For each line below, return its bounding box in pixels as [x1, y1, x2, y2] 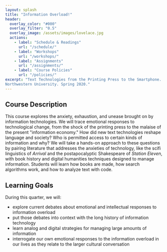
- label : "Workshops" [14, 49, 59, 54]
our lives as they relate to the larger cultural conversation [12, 241, 130, 247]
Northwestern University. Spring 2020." [5, 81, 91, 86]
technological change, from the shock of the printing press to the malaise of [5, 124, 162, 130]
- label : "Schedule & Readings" [14, 40, 81, 45]
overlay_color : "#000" [9, 21, 57, 26]
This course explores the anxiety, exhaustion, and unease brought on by [5, 113, 154, 119]
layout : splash [5, 7, 37, 12]
